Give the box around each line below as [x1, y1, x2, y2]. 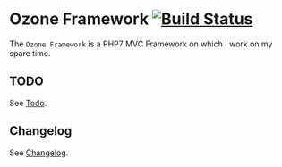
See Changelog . [9, 147, 69, 158]
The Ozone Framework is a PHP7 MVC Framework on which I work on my [9, 38, 273, 49]
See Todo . [9, 97, 47, 108]
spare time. [9, 47, 51, 58]
